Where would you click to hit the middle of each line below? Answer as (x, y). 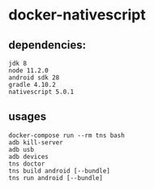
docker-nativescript (77, 15)
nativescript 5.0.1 (41, 92)
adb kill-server (36, 142)
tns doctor (27, 164)
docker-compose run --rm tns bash (67, 135)
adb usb (21, 149)
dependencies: (47, 45)
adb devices (28, 157)
